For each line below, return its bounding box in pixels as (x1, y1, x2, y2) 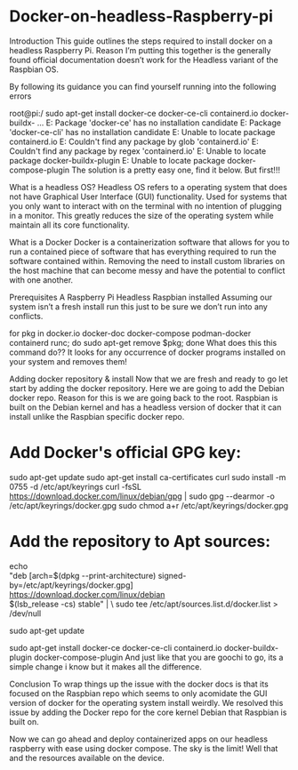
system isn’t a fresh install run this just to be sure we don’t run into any (9, 301, 269, 312)
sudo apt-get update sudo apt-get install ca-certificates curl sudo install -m (9, 471, 286, 482)
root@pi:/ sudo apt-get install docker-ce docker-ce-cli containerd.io (9, 108, 259, 118)
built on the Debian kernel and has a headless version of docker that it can (9, 402, 282, 413)
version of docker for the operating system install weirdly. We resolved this (9, 697, 284, 708)
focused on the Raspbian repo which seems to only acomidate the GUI (9, 687, 268, 699)
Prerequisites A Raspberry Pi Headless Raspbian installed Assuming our (9, 292, 273, 302)
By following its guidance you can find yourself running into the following (9, 81, 277, 92)
